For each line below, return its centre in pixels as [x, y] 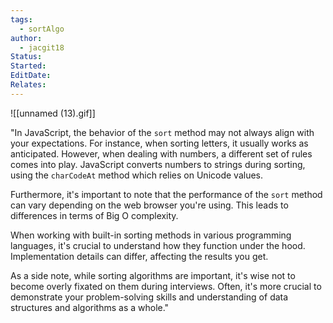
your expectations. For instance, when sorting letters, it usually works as [159, 143]
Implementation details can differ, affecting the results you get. [139, 256]
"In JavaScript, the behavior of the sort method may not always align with [162, 132]
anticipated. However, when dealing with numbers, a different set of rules [161, 153]
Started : [28, 66]
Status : [26, 57]
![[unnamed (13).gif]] [53, 113]
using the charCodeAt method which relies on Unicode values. [137, 175]
